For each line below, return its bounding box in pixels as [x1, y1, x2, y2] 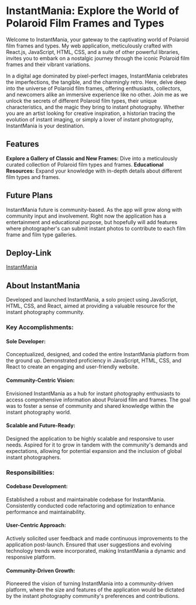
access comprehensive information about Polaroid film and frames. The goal [6, 396, 191, 403]
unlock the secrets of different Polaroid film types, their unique [6, 97, 157, 104]
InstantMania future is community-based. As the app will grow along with [6, 206, 183, 213]
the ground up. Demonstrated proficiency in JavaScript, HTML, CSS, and [6, 357, 181, 364]
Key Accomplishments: [6, 323, 74, 332]
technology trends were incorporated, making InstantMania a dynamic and [6, 547, 186, 555]
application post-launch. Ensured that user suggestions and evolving [6, 541, 172, 548]
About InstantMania [6, 280, 80, 290]
